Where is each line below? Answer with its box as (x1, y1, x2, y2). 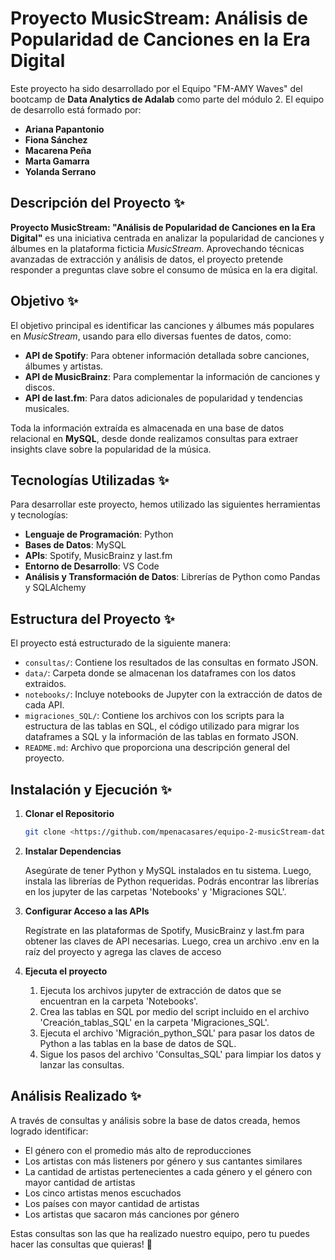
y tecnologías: (10, 509, 69, 521)
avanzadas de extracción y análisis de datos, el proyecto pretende (10, 253, 284, 265)
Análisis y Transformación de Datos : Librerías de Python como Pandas (24, 571, 321, 583)
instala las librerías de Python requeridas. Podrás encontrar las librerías (24, 875, 320, 887)
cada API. (24, 699, 65, 711)
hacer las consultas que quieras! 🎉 (10, 1238, 153, 1250)
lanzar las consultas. (39, 1058, 125, 1071)
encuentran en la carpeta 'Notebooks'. (39, 995, 199, 1007)
